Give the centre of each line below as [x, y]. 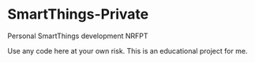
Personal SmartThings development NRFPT [78, 36]
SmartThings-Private [78, 14]
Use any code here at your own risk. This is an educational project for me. [127, 51]
